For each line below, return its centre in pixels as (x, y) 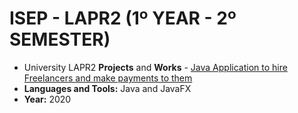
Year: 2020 (47, 99)
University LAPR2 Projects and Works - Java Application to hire (155, 67)
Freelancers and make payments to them (108, 78)
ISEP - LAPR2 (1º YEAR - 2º (123, 18)
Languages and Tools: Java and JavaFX (107, 88)
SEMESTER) (60, 39)
